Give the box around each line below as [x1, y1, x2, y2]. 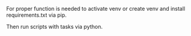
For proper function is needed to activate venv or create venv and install [6, 5, 186, 12]
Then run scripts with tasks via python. [6, 23, 103, 30]
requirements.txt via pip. [6, 11, 67, 19]
